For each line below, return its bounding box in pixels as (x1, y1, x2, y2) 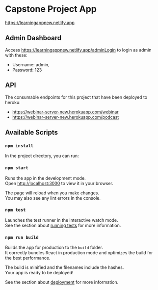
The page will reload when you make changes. (5, 190, 100, 196)
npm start (5, 165, 28, 171)
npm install (5, 143, 34, 148)
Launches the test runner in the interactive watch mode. (5, 217, 119, 223)
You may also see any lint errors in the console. (5, 195, 101, 201)
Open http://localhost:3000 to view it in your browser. (5, 180, 114, 186)
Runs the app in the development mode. (5, 175, 86, 181)
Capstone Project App (5, 3, 97, 15)
